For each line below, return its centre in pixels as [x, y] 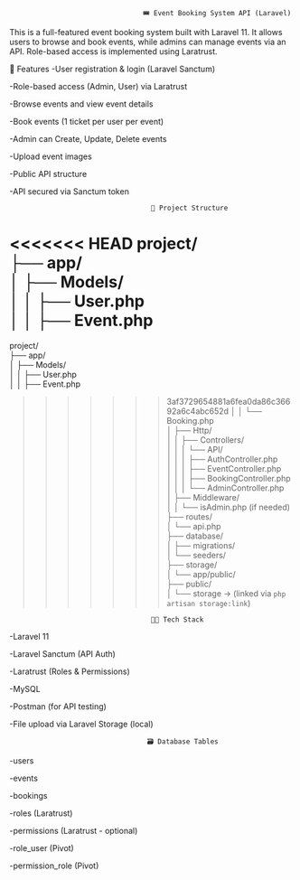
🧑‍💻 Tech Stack [177, 619]
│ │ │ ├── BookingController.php [229, 478]
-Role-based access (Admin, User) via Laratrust [98, 86]
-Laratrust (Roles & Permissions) [70, 671]
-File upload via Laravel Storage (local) [81, 724]
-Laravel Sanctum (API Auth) [62, 653]
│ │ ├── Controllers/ [206, 440]
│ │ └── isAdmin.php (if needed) [229, 507]
